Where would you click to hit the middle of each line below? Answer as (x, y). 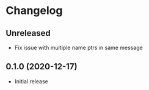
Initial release (31, 81)
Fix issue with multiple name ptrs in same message (78, 47)
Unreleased (28, 33)
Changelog (34, 11)
